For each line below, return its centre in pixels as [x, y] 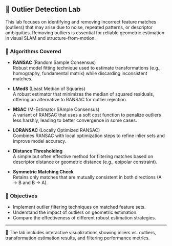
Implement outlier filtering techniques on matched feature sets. [79, 207]
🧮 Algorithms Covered [33, 51]
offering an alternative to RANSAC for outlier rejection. [70, 100]
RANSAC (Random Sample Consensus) [54, 62]
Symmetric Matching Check [43, 172]
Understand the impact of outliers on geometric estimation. [75, 212]
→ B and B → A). [30, 183]
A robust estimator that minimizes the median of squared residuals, [83, 94]
